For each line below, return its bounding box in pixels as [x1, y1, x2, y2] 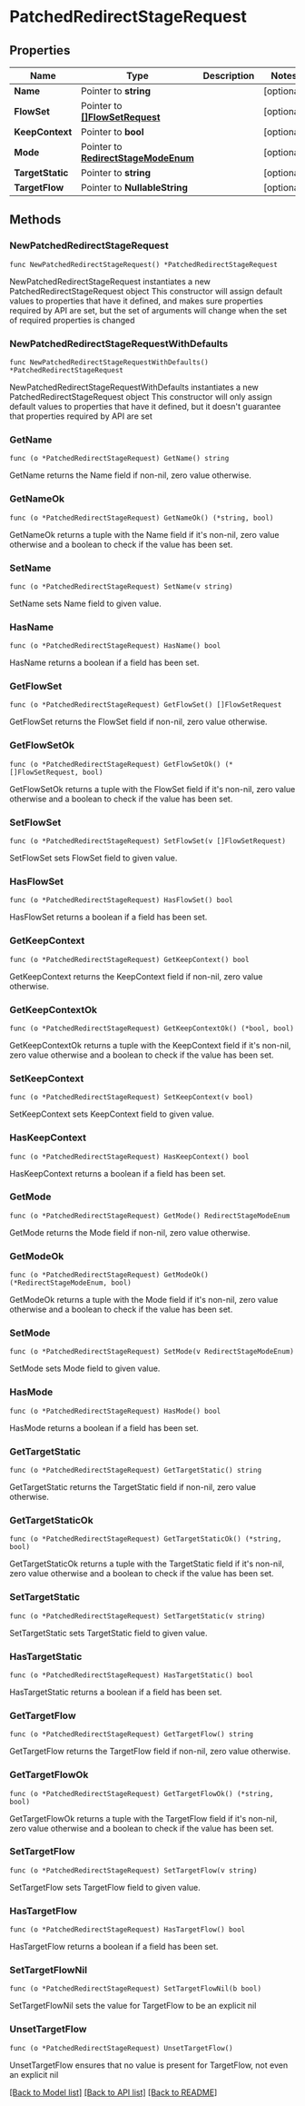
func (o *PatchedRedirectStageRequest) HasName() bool [9, 641, 221, 651]
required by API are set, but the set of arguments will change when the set [9, 304, 288, 315]
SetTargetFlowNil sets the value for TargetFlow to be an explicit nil [9, 2001, 257, 2012]
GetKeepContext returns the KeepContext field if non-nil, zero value [9, 970, 263, 982]
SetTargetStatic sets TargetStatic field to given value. [9, 1627, 208, 1638]
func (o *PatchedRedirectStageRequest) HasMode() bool [9, 1406, 221, 1416]
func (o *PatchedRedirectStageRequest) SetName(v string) [9, 581, 233, 591]
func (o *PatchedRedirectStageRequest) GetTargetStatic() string [9, 1465, 261, 1475]
